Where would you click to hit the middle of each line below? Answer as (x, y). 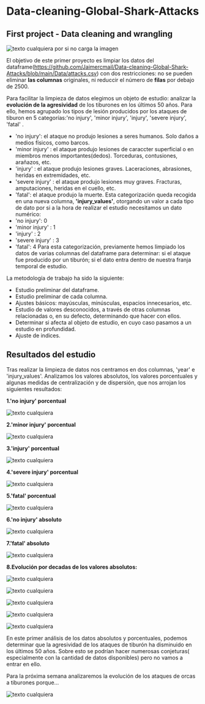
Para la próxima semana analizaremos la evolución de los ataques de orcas (101, 676)
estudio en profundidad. (46, 329)
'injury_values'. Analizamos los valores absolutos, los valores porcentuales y (102, 376)
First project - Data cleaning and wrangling (90, 34)
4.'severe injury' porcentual (42, 472)
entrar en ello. (24, 664)
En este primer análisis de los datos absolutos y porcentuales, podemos (97, 638)
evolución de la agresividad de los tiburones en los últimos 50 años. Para (99, 105)
